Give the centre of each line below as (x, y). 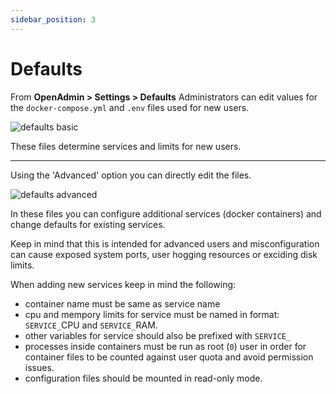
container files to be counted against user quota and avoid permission (169, 357)
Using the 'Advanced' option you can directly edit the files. (131, 175)
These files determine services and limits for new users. (126, 146)
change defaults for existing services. (88, 224)
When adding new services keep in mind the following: (123, 284)
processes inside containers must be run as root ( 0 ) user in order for (165, 346)
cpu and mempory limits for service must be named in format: (152, 314)
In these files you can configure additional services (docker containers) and (166, 213)
